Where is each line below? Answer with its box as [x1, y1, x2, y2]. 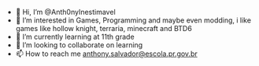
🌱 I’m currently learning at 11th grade [15, 32, 135, 41]
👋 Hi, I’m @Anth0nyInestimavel [15, 8, 116, 16]
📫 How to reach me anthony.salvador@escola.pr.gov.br [15, 49, 198, 58]
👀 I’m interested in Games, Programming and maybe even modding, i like [15, 16, 252, 25]
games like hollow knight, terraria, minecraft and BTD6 [15, 24, 193, 33]
